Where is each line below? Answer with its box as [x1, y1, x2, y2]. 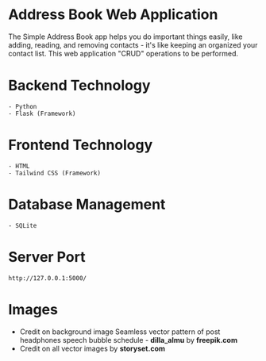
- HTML [8, 162, 30, 170]
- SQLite [8, 221, 37, 229]
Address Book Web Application [8, 6, 218, 24]
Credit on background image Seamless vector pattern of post [19, 327, 221, 336]
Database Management [8, 196, 166, 213]
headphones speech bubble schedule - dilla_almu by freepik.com [19, 335, 238, 344]
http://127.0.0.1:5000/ [8, 274, 87, 282]
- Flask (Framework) [8, 109, 77, 117]
